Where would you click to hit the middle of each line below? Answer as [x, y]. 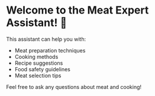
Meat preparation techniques [50, 50]
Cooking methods [36, 57]
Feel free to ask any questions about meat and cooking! [74, 87]
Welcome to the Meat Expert [77, 10]
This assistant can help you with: [46, 39]
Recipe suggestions [39, 63]
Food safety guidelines [43, 69]
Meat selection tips [38, 75]
